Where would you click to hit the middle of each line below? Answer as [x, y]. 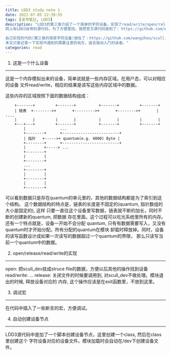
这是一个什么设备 [31, 63]
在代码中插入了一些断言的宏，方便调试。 [48, 308]
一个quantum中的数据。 [35, 242]
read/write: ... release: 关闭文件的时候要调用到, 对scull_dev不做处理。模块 [82, 275]
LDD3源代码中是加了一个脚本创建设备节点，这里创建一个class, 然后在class [83, 334]
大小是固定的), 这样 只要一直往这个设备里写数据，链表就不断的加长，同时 [82, 210]
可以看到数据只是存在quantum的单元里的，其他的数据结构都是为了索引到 [81, 197]
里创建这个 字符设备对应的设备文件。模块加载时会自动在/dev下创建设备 [80, 341]
